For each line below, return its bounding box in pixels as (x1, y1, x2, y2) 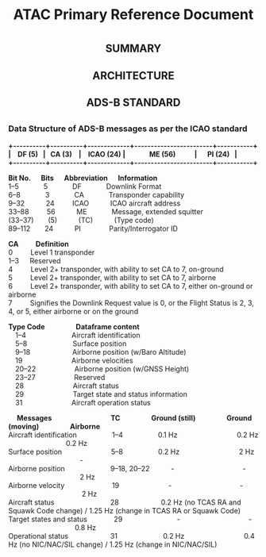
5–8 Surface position (15, 339, 127, 348)
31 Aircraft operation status (15, 398, 151, 407)
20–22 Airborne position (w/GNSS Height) (15, 363, 190, 374)
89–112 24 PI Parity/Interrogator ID (8, 224, 179, 233)
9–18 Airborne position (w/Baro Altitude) (15, 347, 187, 356)
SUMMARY (105, 42, 162, 56)
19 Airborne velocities (15, 355, 133, 365)
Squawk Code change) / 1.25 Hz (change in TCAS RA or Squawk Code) (8, 505, 241, 515)
